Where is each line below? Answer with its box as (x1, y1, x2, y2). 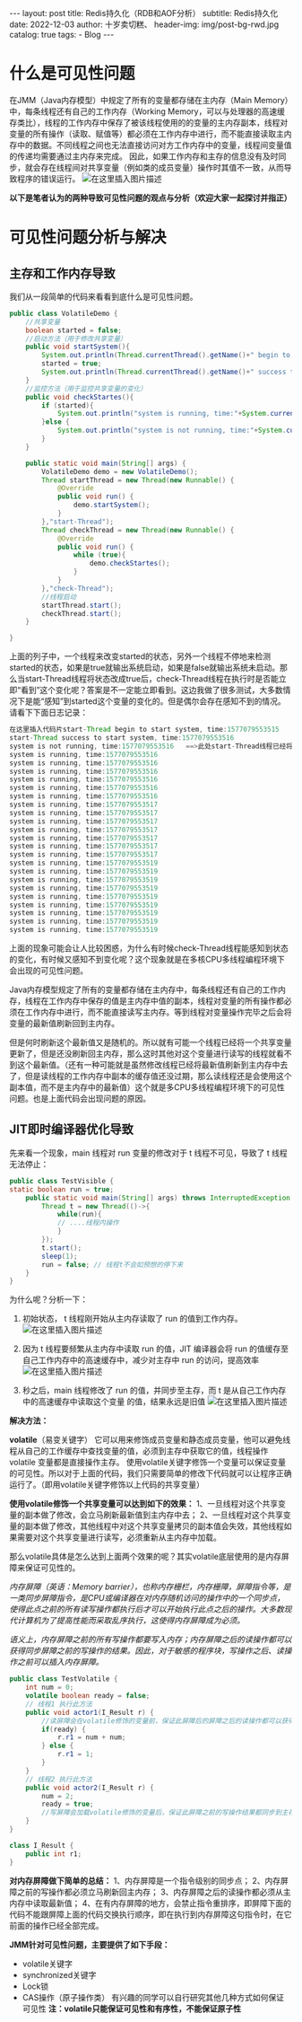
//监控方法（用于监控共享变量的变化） (25, 384, 148, 393)
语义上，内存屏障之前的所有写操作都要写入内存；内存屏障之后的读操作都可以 (9, 1634, 292, 1645)
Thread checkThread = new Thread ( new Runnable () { (41, 525, 235, 534)
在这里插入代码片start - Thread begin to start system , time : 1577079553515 (9, 725, 280, 734)
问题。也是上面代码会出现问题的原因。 (9, 1094, 151, 1104)
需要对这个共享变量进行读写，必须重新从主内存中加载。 (16, 1532, 221, 1543)
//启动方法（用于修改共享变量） (25, 334, 127, 343)
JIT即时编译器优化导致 (9, 1121, 134, 1138)
